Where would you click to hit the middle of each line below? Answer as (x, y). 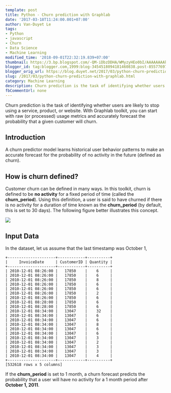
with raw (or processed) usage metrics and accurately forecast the (75, 116)
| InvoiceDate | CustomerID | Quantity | (59, 262)
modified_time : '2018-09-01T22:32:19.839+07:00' (58, 57)
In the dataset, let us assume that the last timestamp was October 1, (76, 248)
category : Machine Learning (35, 81)
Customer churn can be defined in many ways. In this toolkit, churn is (78, 189)
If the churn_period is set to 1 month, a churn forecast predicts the (75, 374)
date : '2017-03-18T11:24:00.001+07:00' (48, 19)
